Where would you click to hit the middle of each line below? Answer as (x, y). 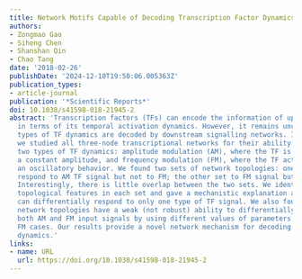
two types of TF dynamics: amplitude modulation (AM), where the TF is (155, 151)
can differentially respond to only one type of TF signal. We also (148, 202)
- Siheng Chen (36, 43)
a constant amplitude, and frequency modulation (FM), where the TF (148, 160)
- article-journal (44, 93)
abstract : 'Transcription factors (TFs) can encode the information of (146, 118)
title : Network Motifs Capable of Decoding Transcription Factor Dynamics (152, 18)
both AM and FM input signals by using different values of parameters (155, 218)
